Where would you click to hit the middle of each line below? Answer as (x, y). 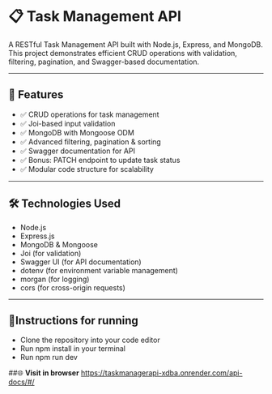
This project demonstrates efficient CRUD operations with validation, (123, 53)
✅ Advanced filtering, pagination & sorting (91, 141)
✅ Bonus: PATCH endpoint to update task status (100, 160)
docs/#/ (21, 382)
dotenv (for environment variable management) (99, 270)
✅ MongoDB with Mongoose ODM (77, 132)
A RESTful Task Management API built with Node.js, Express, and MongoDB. (136, 44)
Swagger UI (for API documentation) (81, 262)
